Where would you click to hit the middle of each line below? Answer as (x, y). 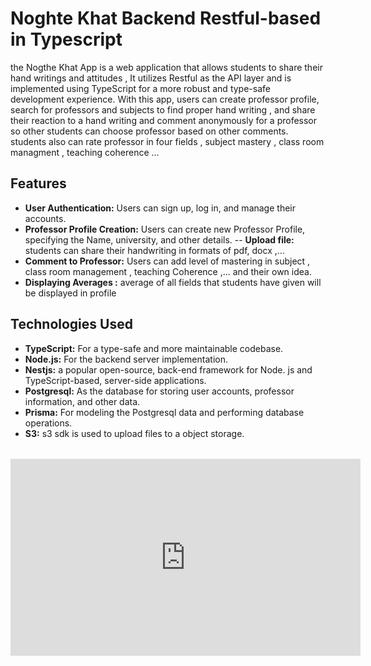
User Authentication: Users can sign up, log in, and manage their (160, 208)
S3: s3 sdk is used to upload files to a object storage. (134, 433)
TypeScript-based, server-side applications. (115, 380)
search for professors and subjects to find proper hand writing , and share (163, 109)
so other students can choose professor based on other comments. (149, 131)
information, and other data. (82, 401)
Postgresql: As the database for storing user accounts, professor (159, 391)
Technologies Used (71, 324)
